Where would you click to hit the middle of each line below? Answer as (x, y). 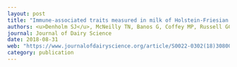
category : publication (41, 53)
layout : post (26, 14)
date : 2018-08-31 (33, 40)
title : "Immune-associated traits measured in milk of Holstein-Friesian (118, 20)
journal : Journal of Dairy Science (60, 33)
